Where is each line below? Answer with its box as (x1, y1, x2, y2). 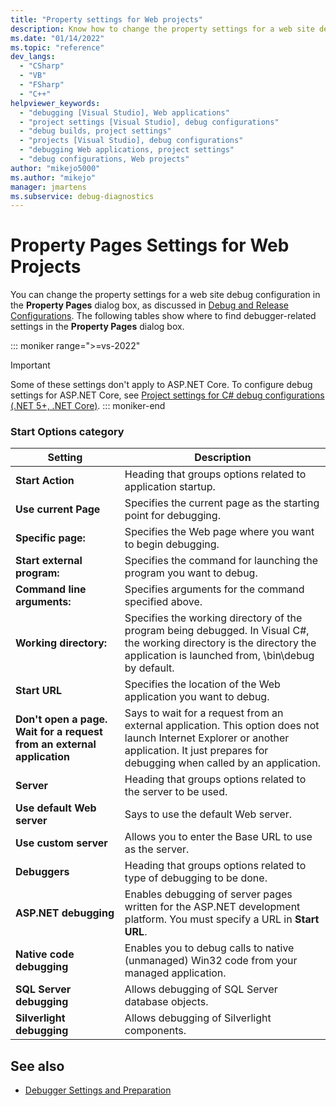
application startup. (124, 480, 216, 494)
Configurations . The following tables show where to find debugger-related (10, 310, 317, 322)
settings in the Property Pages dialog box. (10, 321, 185, 333)
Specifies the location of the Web (124, 677, 281, 691)
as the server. (124, 842, 190, 856)
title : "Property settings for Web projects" (10, 14, 203, 25)
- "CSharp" (19, 61, 65, 71)
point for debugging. (124, 509, 221, 523)
